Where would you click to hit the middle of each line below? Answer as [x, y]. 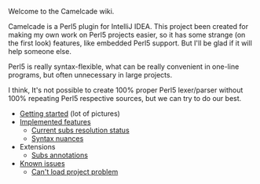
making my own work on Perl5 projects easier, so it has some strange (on [127, 35]
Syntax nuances [57, 139]
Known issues [42, 163]
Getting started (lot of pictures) [70, 114]
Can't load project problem [75, 172]
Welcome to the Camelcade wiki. [61, 11]
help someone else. [40, 51]
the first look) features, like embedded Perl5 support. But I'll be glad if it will [130, 43]
